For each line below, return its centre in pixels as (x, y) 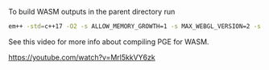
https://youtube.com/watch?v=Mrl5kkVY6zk (82, 57)
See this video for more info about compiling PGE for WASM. (109, 41)
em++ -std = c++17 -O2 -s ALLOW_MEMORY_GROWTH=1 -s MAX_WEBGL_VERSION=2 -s (135, 27)
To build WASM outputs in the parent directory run (92, 12)
